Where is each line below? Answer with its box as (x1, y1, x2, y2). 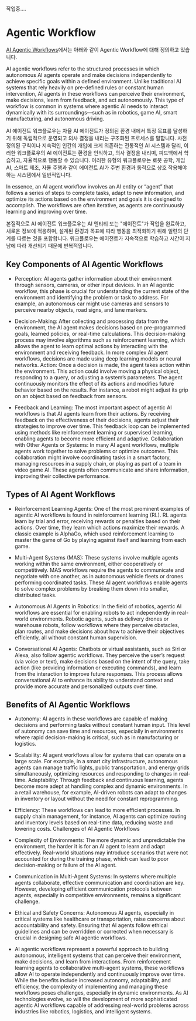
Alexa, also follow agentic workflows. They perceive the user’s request (14, 651, 185, 659)
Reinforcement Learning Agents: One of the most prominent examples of (14, 505, 190, 512)
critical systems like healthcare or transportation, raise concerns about (14, 915, 185, 923)
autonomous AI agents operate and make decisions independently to (6, 71, 172, 78)
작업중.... (6, 5, 26, 12)
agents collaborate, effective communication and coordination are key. (14, 880, 185, 887)
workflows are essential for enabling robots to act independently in (14, 609, 176, 616)
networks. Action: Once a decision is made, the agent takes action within (14, 361, 190, 368)
